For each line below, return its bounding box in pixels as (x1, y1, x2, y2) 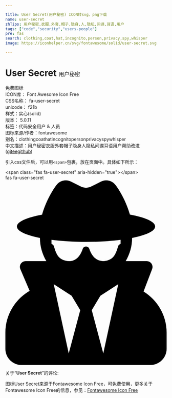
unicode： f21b (5, 104, 37, 110)
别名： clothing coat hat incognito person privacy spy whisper (5, 136, 126, 142)
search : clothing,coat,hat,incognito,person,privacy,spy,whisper (5, 36, 147, 41)
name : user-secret (5, 16, 45, 22)
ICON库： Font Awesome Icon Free (5, 91, 79, 97)
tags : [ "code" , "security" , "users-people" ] (5, 26, 97, 31)
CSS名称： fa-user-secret (5, 97, 60, 104)
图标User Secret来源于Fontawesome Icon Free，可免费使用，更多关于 (5, 381, 153, 387)
